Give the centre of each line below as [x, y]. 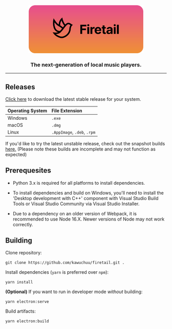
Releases [20, 87]
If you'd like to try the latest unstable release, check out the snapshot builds [85, 143]
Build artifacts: [20, 311]
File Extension [67, 111]
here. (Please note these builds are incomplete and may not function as [81, 149]
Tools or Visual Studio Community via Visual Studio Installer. [76, 204]
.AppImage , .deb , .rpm [73, 132]
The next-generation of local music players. [86, 64]
